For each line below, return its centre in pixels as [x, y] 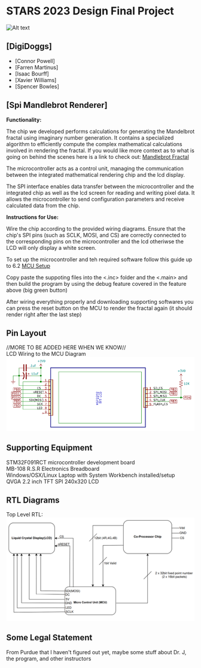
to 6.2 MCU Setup [28, 265]
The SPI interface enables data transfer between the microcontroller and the [100, 186]
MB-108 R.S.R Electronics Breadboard [53, 468]
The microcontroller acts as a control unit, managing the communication [95, 168]
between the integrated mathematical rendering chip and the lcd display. [96, 174]
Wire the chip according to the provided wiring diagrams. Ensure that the [96, 228]
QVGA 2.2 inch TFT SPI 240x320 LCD [53, 481]
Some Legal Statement [49, 638]
